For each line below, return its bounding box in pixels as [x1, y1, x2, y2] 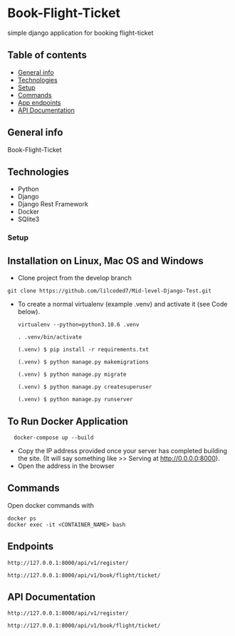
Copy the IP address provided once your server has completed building [17, 446, 228, 455]
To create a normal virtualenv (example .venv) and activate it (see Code [17, 300, 228, 309]
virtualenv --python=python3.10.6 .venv [17, 322, 140, 329]
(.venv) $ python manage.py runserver [17, 396, 133, 403]
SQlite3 [17, 215, 40, 223]
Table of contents [7, 49, 87, 61]
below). [17, 307, 41, 316]
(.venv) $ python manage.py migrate [17, 371, 127, 378]
